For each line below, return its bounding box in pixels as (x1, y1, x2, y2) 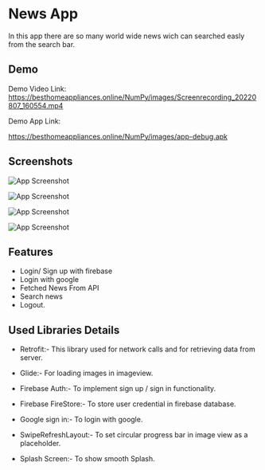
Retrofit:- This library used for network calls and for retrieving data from (19, 344, 256, 354)
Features (8, 245, 53, 259)
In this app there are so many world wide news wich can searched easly (8, 31, 245, 41)
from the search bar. (8, 39, 76, 49)
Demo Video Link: (8, 84, 67, 93)
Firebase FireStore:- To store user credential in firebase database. (19, 399, 236, 409)
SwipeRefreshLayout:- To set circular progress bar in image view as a (19, 430, 248, 440)
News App (8, 5, 78, 23)
